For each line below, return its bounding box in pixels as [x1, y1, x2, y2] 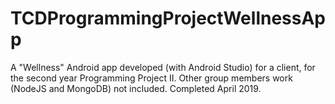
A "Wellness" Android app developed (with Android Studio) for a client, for [10, 61, 316, 73]
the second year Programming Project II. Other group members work [10, 72, 293, 84]
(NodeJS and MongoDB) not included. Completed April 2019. [10, 82, 262, 94]
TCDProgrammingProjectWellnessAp [10, 7, 326, 30]
